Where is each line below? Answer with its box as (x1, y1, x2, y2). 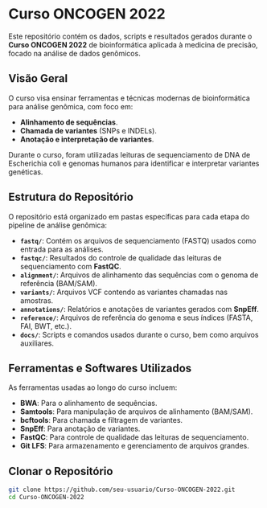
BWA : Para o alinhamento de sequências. (19, 399, 158, 408)
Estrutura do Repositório (8, 190, 134, 204)
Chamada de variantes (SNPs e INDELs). (19, 125, 157, 135)
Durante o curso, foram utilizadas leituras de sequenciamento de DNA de (8, 150, 251, 159)
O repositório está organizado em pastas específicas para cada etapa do (8, 211, 250, 221)
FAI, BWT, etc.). (19, 321, 72, 330)
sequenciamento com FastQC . (19, 261, 122, 271)
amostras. (19, 295, 54, 305)
